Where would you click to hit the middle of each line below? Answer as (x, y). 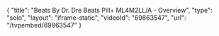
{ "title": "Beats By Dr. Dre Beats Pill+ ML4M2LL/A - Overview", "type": (110, 10)
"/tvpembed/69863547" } (44, 25)
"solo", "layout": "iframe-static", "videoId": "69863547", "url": (96, 18)
